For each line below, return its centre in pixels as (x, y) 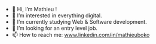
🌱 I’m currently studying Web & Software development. (79, 22)
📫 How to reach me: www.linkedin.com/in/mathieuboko (81, 35)
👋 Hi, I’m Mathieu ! (34, 9)
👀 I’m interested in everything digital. (57, 15)
